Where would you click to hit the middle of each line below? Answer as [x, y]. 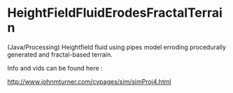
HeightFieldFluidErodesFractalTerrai [115, 13]
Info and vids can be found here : [55, 68]
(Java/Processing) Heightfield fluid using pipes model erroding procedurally [116, 47]
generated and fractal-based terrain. [60, 55]
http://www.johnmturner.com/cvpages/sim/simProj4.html [89, 81]
